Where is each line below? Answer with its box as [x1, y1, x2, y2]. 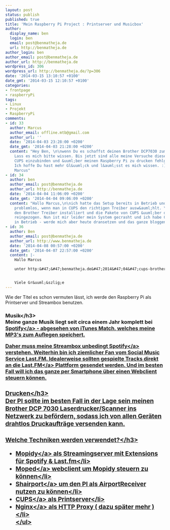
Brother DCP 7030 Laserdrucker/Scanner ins [5, 404, 137, 412]
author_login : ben [5, 50, 44, 55]
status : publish [5, 12, 39, 17]
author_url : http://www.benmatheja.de [10, 238, 92, 243]
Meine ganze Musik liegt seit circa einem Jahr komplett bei [5, 318, 153, 325]
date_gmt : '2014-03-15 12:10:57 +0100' [5, 78, 90, 83]
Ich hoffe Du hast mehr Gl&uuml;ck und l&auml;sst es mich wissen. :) [14, 163, 166, 168]
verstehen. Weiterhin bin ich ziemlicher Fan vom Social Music [5, 349, 160, 356]
